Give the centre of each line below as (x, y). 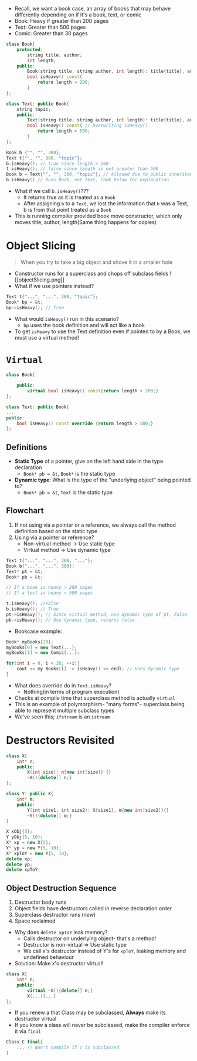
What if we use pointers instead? (54, 286)
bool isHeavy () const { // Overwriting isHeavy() (88, 126)
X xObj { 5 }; (19, 832)
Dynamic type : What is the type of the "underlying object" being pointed (103, 480)
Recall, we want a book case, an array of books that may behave (93, 9)
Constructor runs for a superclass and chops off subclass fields (91, 273)
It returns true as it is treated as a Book (69, 197)
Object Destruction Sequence (62, 888)
